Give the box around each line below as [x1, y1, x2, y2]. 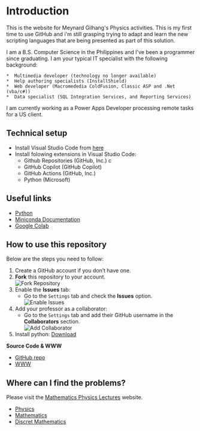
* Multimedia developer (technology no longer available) [6, 73, 157, 79]
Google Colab [14, 222, 49, 229]
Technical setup [6, 128, 68, 139]
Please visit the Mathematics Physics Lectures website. [6, 394, 143, 401]
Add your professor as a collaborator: [14, 305, 108, 313]
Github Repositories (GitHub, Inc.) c [23, 157, 112, 164]
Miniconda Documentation [14, 216, 81, 223]
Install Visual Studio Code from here [14, 144, 104, 151]
